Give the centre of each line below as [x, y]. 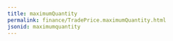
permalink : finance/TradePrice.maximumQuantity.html [87, 20]
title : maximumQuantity [43, 14]
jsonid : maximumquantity [44, 26]
